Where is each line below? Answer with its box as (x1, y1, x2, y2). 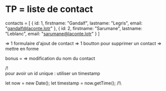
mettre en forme (5, 45, 39, 51)
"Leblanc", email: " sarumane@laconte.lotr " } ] (5, 30, 100, 36)
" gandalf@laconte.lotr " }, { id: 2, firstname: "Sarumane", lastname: (5, 25, 142, 31)
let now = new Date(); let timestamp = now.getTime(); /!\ (5, 80, 122, 86)
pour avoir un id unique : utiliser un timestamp (5, 70, 101, 76)
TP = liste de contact (5, 3, 93, 15)
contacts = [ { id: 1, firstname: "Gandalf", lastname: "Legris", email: (5, 20, 143, 26)
